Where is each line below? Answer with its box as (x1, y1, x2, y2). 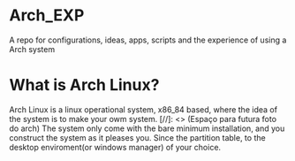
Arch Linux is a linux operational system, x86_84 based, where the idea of (9, 103, 278, 115)
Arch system (9, 43, 56, 54)
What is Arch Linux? (9, 75, 160, 96)
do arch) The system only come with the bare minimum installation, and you (9, 123, 285, 134)
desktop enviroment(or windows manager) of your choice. (9, 142, 222, 152)
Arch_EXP (9, 5, 85, 26)
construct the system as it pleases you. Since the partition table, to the (9, 132, 267, 142)
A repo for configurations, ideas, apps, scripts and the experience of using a (9, 34, 287, 45)
